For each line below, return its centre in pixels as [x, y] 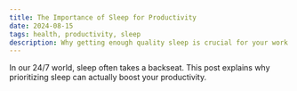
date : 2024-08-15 [41, 26]
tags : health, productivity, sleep [75, 34]
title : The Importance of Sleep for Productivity [103, 17]
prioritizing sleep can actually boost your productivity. [108, 78]
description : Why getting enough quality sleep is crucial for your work [149, 42]
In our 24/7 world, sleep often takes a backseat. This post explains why [140, 68]
